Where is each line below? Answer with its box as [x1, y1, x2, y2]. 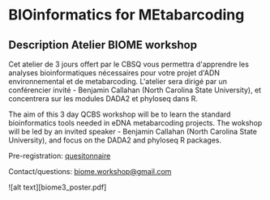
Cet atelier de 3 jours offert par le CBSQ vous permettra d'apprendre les [8, 59, 250, 69]
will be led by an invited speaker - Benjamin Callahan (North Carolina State [8, 127, 258, 136]
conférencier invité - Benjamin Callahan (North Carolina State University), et [8, 85, 262, 95]
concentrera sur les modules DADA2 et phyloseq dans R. [8, 94, 199, 103]
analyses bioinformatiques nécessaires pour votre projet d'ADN [8, 68, 221, 78]
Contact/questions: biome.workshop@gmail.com [8, 167, 172, 176]
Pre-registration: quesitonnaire [8, 151, 111, 160]
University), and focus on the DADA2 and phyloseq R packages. [8, 135, 222, 145]
